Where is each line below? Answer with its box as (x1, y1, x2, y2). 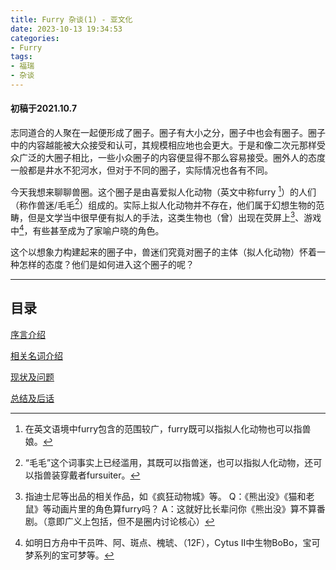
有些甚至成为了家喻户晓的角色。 (32, 224, 165, 236)
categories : (10, 33, 60, 43)
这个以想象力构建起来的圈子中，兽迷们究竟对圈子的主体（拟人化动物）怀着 (10, 246, 317, 258)
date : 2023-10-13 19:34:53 (10, 24, 123, 34)
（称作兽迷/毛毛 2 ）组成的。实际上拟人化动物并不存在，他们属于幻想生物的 (10, 197, 317, 211)
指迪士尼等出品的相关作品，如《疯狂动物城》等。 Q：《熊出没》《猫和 (24, 490, 307, 502)
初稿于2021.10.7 (10, 102, 78, 115)
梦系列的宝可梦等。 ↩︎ (24, 549, 115, 561)
